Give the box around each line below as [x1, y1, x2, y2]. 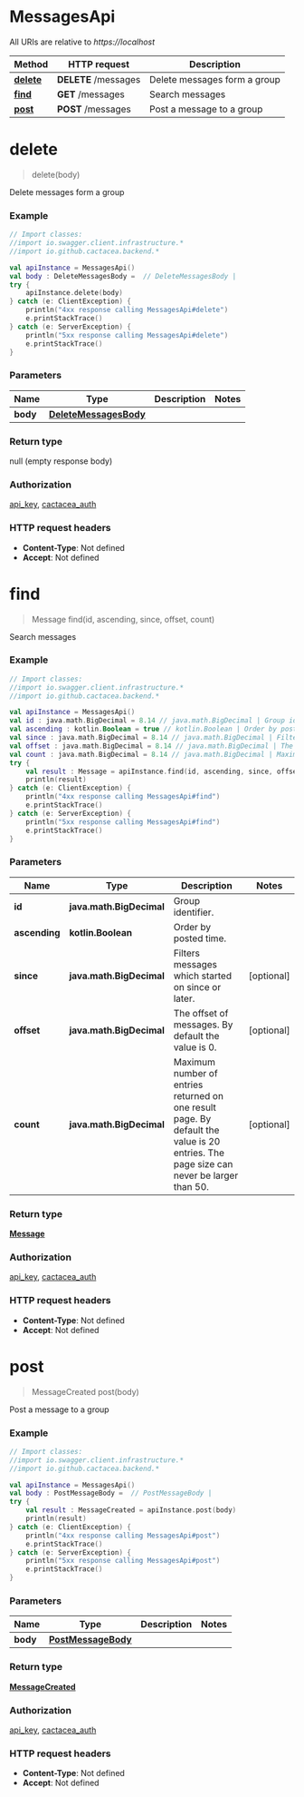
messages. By [173, 1018, 233, 1031]
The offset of [173, 1007, 229, 1019]
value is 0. [173, 1041, 217, 1054]
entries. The [173, 1146, 224, 1159]
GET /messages [57, 88, 125, 101]
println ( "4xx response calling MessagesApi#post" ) [25, 1531, 221, 1540]
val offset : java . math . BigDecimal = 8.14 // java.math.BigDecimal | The [9, 741, 294, 751]
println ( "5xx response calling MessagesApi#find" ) [25, 817, 221, 827]
